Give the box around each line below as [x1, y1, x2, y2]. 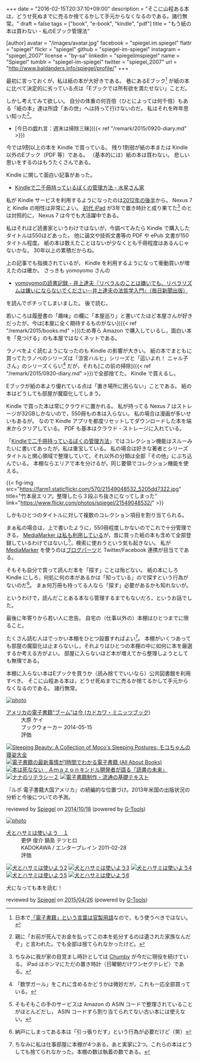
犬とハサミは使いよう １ [6, 829, 69, 836]
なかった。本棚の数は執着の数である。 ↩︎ [50, 1048, 150, 1055]
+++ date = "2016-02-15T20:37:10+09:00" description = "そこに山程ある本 [6, 5, 190, 12]
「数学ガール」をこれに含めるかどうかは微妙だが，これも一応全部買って [14, 980, 191, 987]
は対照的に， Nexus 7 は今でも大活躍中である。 [6, 212, 123, 219]
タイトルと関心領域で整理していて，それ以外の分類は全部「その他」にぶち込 [6, 452, 192, 459]
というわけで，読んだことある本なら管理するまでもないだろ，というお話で [6, 594, 188, 601]
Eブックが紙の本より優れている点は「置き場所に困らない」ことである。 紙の [6, 382, 192, 390]
